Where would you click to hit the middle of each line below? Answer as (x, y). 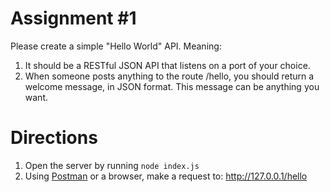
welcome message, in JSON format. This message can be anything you (172, 86)
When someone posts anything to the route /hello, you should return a (169, 76)
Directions (54, 138)
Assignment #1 (73, 18)
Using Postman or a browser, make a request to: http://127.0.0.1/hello (166, 176)
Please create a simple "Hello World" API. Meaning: (116, 46)
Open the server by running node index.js (112, 165)
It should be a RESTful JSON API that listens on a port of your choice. (167, 65)
